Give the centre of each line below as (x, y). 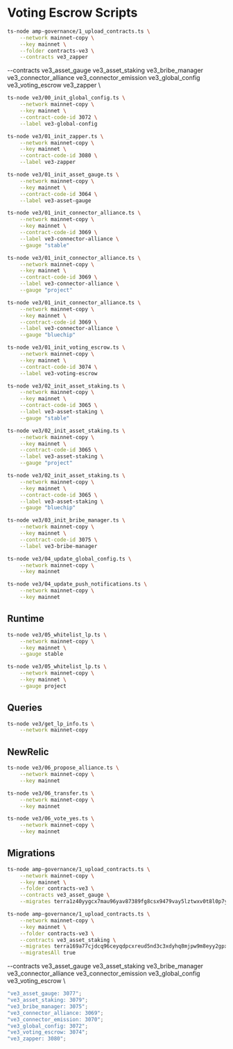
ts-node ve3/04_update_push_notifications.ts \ (77, 584)
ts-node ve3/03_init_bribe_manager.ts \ (67, 520)
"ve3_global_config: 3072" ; (48, 1026)
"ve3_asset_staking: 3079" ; (48, 1000)
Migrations (31, 853)
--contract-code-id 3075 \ (59, 540)
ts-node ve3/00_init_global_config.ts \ (67, 98)
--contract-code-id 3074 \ (59, 367)
